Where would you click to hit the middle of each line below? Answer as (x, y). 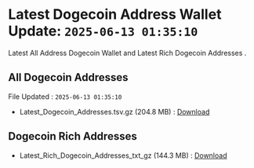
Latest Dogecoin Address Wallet (115, 15)
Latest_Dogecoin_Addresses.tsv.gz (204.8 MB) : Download (114, 111)
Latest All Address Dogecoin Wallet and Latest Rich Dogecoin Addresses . (127, 53)
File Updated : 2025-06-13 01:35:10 (65, 97)
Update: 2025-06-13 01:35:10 (103, 31)
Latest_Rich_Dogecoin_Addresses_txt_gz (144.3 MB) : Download (123, 155)
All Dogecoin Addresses (68, 77)
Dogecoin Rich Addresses (73, 136)
